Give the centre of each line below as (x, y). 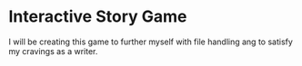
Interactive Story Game (98, 17)
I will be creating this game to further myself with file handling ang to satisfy (151, 42)
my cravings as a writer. (53, 51)
